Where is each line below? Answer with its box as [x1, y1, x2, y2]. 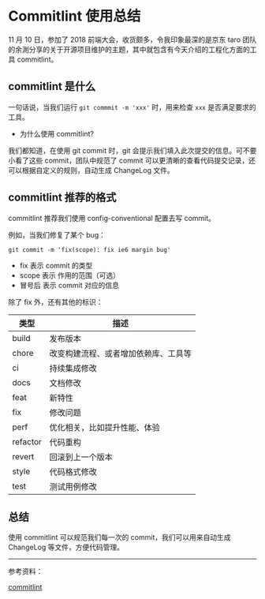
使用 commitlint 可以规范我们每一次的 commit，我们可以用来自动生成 [8, 533, 231, 542]
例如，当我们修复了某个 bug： [8, 230, 106, 239]
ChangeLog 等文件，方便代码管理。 [8, 542, 125, 552]
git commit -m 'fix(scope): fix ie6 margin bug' [8, 245, 171, 253]
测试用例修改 [49, 481, 97, 492]
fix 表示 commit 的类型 [19, 260, 93, 270]
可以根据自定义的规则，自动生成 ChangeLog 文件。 [8, 165, 175, 174]
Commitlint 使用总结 [8, 7, 141, 25]
